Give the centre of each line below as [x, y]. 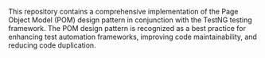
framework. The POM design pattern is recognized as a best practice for [127, 28]
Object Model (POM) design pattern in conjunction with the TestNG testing [130, 20]
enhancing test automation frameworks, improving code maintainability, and [132, 37]
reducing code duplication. [53, 45]
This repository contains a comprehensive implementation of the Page [123, 12]
